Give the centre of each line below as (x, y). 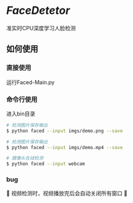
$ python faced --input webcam (46, 164)
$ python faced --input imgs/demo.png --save (64, 131)
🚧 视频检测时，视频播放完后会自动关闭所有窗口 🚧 (67, 193)
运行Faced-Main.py (31, 82)
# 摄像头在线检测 (25, 158)
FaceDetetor (38, 11)
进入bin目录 (21, 113)
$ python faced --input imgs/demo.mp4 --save (64, 147)
